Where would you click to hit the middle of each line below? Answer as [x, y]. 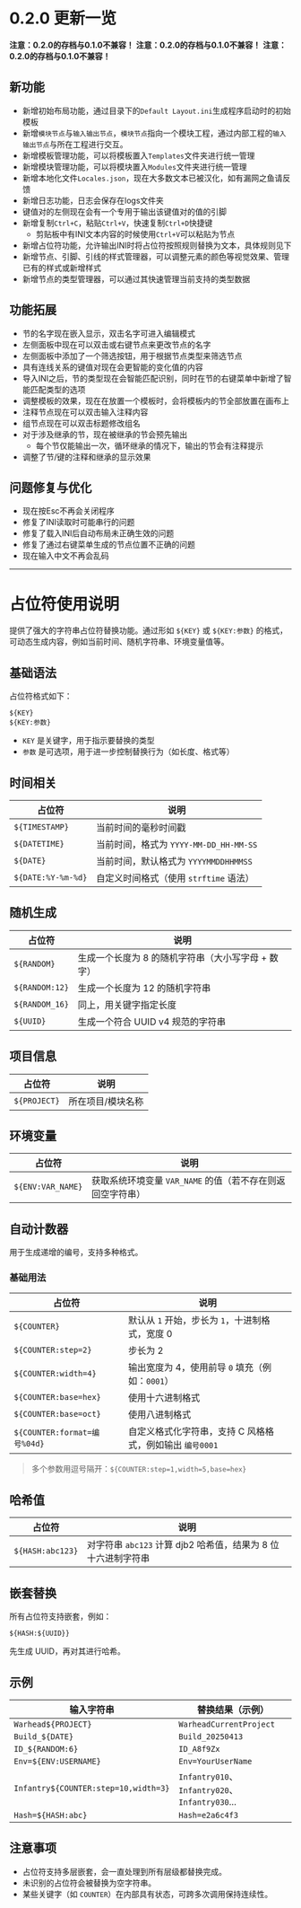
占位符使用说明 [64, 604]
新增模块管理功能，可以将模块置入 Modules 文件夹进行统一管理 [134, 166]
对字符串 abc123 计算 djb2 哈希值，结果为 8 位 [183, 1545]
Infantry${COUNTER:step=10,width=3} [92, 1788]
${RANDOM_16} [42, 1004]
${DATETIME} [39, 844]
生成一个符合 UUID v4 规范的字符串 [152, 1022]
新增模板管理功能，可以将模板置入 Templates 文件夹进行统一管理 [138, 155]
